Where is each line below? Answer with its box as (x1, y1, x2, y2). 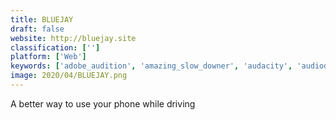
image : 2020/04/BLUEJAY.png (10, 71, 128, 81)
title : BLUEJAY (10, 14, 74, 25)
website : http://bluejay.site (10, 33, 137, 43)
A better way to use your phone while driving (10, 97, 196, 110)
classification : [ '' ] (10, 42, 101, 53)
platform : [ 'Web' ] (10, 52, 87, 62)
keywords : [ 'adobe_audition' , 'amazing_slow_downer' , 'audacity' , (10, 61, 293, 71)
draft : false (10, 24, 65, 34)
